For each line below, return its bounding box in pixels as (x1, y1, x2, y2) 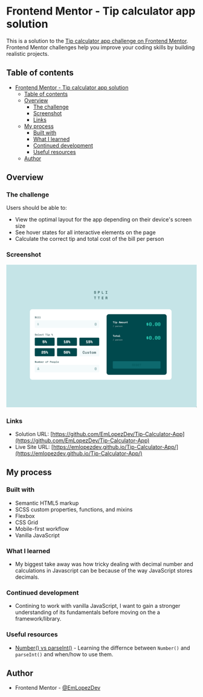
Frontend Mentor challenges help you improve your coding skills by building (6, 44, 195, 51)
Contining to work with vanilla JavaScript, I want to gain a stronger (14, 602, 181, 610)
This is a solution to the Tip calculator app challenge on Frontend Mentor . (6, 37, 188, 44)
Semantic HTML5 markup (14, 499, 79, 507)
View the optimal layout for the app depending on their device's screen (14, 216, 192, 223)
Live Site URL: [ (14, 443, 54, 451)
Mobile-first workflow (14, 525, 69, 532)
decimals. (14, 573, 39, 581)
